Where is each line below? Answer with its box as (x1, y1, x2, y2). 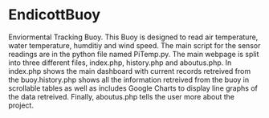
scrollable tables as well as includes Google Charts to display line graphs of (8, 83, 259, 93)
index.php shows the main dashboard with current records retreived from (8, 66, 251, 75)
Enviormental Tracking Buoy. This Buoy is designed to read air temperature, (8, 32, 259, 42)
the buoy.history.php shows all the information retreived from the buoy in (8, 75, 250, 84)
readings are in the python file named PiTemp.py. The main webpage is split (8, 49, 259, 59)
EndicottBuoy (8, 6, 101, 24)
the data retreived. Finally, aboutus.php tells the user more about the (8, 92, 235, 101)
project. (8, 100, 35, 110)
